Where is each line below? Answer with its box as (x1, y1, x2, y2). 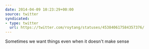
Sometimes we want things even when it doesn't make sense (5, 38, 129, 44)
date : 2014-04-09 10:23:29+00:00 (5, 7, 74, 12)
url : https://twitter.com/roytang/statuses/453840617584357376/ (9, 25, 145, 30)
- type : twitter (5, 20, 38, 26)
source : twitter (5, 12, 38, 16)
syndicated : (5, 16, 30, 21)
